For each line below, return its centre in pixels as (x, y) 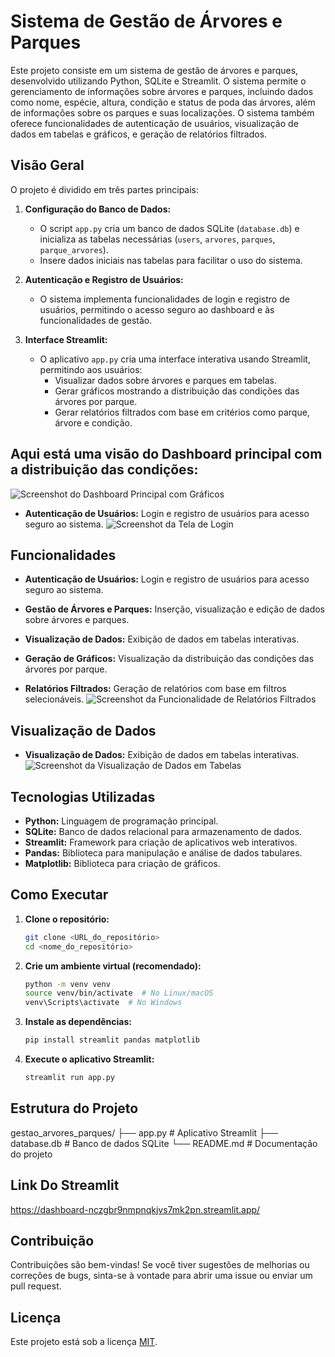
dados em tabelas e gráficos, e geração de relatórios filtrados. (139, 134)
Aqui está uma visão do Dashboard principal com (166, 454)
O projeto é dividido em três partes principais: (105, 189)
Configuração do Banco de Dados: (98, 209)
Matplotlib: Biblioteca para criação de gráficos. (122, 863)
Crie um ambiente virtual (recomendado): (113, 966)
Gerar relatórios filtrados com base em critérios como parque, (182, 412)
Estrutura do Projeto (74, 1108)
